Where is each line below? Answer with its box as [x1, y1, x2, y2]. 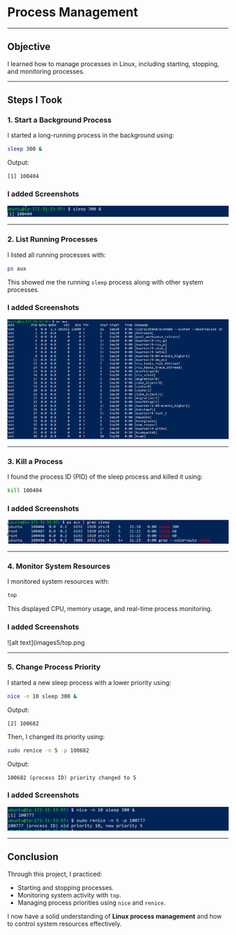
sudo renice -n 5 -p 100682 [7, 747, 90, 754]
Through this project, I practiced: [7, 870, 103, 878]
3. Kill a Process [7, 456, 63, 466]
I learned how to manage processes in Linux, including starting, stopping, [7, 59, 220, 68]
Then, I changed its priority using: [7, 732, 105, 741]
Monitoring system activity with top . [17, 891, 122, 899]
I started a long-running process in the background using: [7, 131, 174, 139]
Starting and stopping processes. [17, 883, 114, 891]
